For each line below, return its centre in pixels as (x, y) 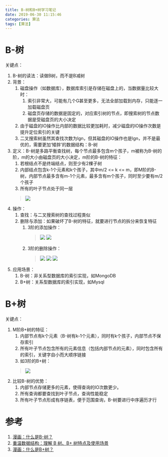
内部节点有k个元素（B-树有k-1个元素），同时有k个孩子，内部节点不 (88, 336)
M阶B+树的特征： (31, 330)
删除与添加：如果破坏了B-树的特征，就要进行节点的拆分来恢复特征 (88, 221)
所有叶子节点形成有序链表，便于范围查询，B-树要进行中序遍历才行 (88, 400)
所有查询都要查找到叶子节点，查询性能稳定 (64, 394)
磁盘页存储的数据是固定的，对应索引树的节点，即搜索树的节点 (91, 113)
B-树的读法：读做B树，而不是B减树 (49, 76)
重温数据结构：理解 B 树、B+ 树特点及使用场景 (60, 443)
